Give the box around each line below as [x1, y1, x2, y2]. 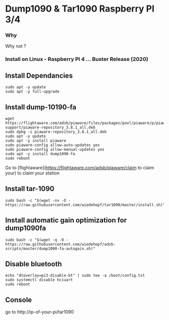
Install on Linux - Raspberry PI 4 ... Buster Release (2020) [5, 56, 148, 63]
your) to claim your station [5, 170, 60, 176]
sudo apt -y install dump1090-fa [5, 152, 75, 157]
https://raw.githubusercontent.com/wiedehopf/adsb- [5, 241, 116, 247]
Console [5, 295, 32, 304]
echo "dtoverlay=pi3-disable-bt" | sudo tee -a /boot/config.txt [5, 273, 145, 278]
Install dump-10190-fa [5, 103, 76, 111]
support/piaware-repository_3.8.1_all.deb [5, 125, 96, 130]
